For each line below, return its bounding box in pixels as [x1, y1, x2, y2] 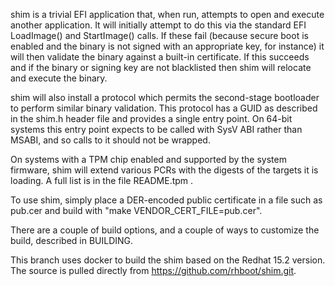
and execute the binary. [10, 72, 108, 84]
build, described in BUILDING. [10, 235, 134, 246]
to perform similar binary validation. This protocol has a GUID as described [10, 102, 318, 114]
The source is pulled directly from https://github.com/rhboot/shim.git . [10, 265, 297, 276]
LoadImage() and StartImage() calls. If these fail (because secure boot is [10, 30, 309, 41]
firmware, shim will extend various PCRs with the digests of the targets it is [10, 164, 319, 176]
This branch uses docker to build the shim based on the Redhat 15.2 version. [10, 254, 326, 266]
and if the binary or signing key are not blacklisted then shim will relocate [10, 62, 312, 73]
